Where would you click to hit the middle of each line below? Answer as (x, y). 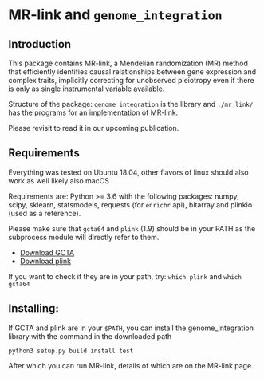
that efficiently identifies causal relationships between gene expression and (132, 72)
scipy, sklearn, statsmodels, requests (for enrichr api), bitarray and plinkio (130, 204)
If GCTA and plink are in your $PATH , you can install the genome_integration (131, 328)
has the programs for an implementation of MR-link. (93, 112)
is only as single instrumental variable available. (87, 89)
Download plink (45, 261)
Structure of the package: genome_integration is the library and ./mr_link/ (131, 104)
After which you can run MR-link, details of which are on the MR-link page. (131, 365)
